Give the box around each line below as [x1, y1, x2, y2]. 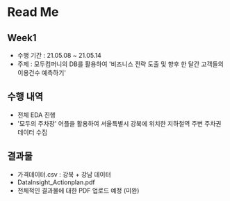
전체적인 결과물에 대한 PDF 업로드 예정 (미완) [17, 186, 140, 195]
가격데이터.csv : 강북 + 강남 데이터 [17, 170, 111, 178]
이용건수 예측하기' [17, 69, 66, 77]
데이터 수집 [17, 128, 48, 136]
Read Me [7, 4, 59, 20]
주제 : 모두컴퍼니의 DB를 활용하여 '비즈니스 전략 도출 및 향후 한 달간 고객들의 [17, 60, 224, 68]
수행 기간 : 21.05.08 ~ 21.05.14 [17, 51, 102, 59]
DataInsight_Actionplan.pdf [17, 178, 95, 186]
